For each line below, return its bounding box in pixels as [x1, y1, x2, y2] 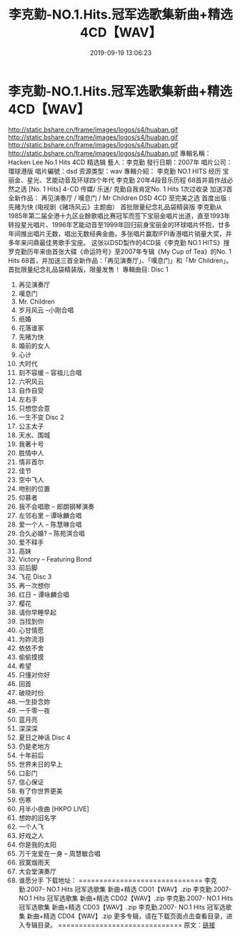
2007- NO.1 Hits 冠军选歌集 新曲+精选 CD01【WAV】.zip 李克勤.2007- [26, 885, 232, 893]
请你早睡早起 [18, 608, 56, 617]
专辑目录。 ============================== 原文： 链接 [24, 920, 216, 929]
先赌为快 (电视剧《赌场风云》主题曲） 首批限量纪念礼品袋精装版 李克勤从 [8, 202, 222, 211]
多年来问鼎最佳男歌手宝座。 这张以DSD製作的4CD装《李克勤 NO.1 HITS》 [8, 238, 224, 247]
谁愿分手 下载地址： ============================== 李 [18, 876, 211, 885]
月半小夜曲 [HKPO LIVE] [18, 805, 90, 813]
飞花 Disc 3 [18, 572, 52, 581]
